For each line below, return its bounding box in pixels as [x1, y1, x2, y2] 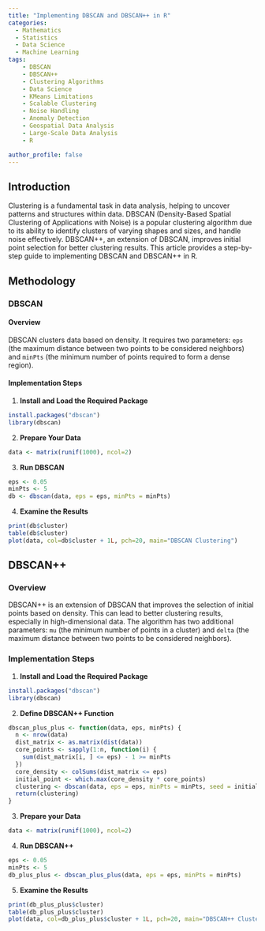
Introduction [8, 179, 71, 194]
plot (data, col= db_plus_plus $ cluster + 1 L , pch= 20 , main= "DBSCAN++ [8, 915, 235, 923]
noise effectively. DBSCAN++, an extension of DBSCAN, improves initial [8, 235, 241, 244]
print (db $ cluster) [8, 522, 69, 530]
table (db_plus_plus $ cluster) [8, 908, 104, 916]
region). [8, 360, 34, 370]
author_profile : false [8, 151, 83, 159]
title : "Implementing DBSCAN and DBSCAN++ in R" [8, 11, 171, 20]
